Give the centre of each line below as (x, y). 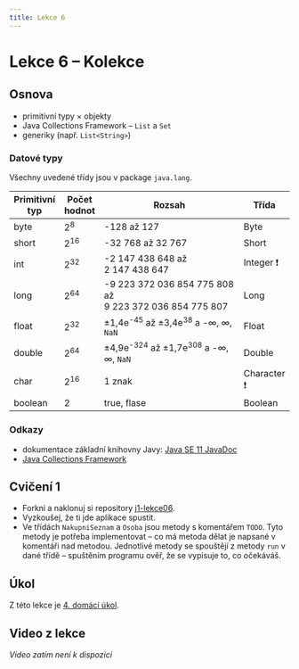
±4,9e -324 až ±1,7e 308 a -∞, (166, 347)
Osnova (31, 95)
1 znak (118, 381)
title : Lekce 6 (37, 17)
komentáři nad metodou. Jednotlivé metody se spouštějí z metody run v (154, 546)
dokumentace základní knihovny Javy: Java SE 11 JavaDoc (129, 449)
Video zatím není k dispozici (61, 654)
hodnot (80, 211)
